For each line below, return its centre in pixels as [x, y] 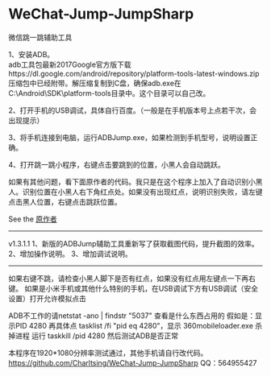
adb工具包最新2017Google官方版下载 [70, 64]
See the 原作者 [33, 219]
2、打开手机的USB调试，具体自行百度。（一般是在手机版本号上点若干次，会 [133, 110]
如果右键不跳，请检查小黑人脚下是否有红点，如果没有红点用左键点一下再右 [132, 278]
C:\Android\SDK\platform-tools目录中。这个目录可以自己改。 [109, 93]
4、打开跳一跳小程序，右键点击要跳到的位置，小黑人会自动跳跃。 [117, 164]
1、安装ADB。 [31, 54]
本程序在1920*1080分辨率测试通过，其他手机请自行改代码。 [108, 353]
